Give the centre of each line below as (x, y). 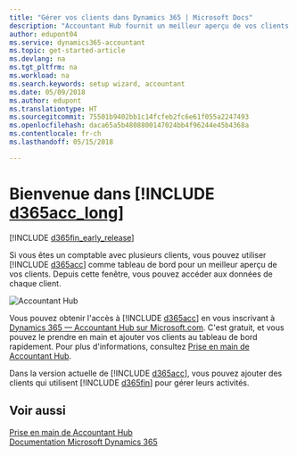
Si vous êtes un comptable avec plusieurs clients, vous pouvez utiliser (138, 254)
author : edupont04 (43, 34)
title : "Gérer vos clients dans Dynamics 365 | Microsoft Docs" (131, 17)
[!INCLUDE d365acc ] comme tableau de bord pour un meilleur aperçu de (144, 264)
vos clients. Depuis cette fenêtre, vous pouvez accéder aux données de (141, 274)
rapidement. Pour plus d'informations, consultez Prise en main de (129, 346)
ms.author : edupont (45, 100)
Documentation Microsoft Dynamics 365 (83, 442)
